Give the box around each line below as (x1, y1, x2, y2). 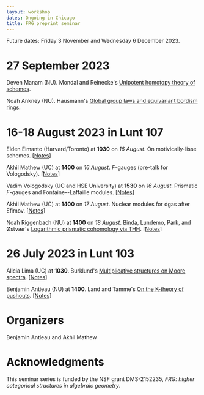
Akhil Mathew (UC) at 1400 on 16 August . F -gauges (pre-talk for (6, 164, 168, 171)
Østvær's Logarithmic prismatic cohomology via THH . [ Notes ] (6, 225, 162, 233)
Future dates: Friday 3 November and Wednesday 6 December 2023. (6, 37, 180, 45)
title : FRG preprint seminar (6, 20, 81, 26)
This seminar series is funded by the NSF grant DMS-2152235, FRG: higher (6, 375, 195, 383)
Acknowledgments (6, 355, 105, 369)
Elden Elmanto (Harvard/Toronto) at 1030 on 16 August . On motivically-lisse (6, 145, 197, 153)
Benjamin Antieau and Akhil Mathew (6, 334, 97, 341)
